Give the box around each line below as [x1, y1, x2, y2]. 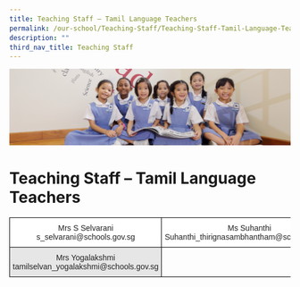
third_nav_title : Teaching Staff [9, 43, 134, 52]
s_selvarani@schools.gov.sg [36, 232, 136, 241]
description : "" [9, 33, 70, 42]
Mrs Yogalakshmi [55, 252, 116, 263]
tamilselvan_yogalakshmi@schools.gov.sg [12, 261, 159, 272]
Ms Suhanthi [227, 223, 272, 232]
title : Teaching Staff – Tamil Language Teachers [9, 14, 198, 23]
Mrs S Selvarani [57, 223, 114, 232]
